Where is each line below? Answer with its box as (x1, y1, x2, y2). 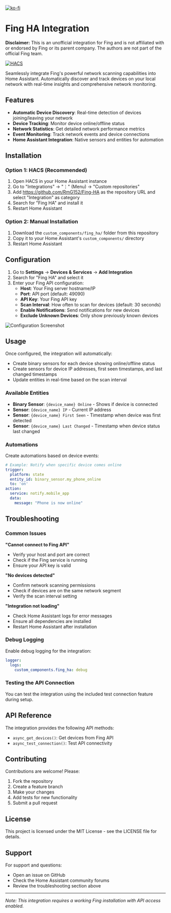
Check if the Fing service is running (12, 557, 88, 563)
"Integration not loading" (5, 603, 60, 609)
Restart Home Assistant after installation (12, 623, 97, 630)
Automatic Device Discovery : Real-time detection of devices (12, 109, 141, 115)
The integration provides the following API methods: (5, 725, 115, 731)
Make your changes (12, 789, 54, 795)
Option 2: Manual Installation (5, 218, 78, 225)
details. (5, 834, 21, 840)
